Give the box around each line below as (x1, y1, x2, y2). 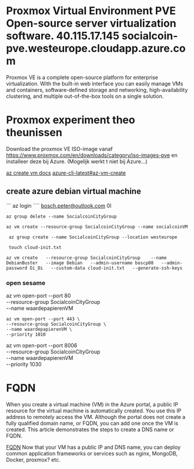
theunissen (6, 126, 63, 139)
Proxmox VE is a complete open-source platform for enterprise (6, 74, 159, 81)
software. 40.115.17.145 (6, 29, 119, 42)
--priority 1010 (6, 332, 46, 337)
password (6, 265, 28, 271)
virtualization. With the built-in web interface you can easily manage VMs (6, 80, 183, 87)
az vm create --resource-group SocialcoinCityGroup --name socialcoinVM (6, 224, 188, 229)
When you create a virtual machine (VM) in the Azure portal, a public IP (6, 401, 178, 408)
